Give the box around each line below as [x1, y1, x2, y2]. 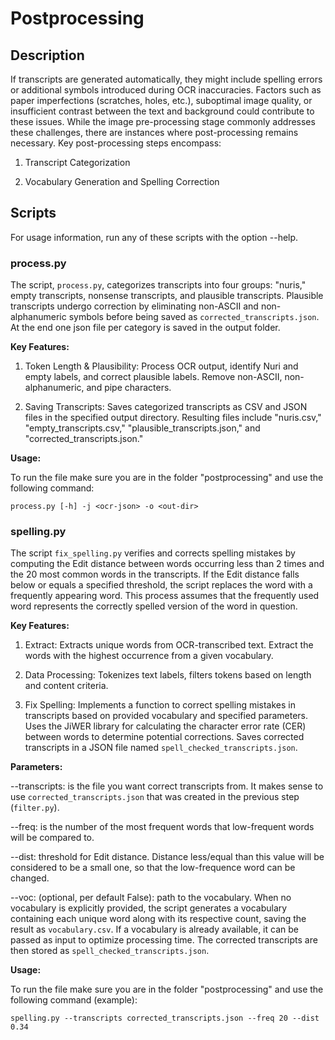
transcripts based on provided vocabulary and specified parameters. [24, 710, 308, 722]
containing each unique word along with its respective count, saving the [10, 913, 307, 925]
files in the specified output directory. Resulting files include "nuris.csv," [24, 412, 322, 424]
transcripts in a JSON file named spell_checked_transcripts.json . [24, 742, 298, 754]
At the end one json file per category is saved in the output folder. [10, 322, 281, 334]
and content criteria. [24, 680, 109, 692]
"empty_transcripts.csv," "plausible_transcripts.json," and [24, 422, 261, 434]
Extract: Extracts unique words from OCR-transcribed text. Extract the [24, 639, 314, 651]
